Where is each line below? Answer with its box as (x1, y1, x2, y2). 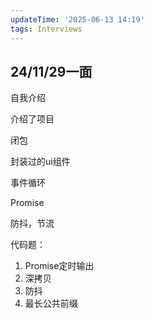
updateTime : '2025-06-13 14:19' (10, 14, 145, 25)
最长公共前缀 (24, 297, 78, 310)
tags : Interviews (10, 24, 83, 34)
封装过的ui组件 (10, 156, 71, 168)
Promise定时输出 (24, 260, 95, 272)
